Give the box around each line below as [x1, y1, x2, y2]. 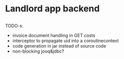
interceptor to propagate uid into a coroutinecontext [12, 38, 119, 44]
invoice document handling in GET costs [12, 32, 96, 38]
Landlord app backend [5, 3, 100, 14]
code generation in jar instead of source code [12, 43, 106, 49]
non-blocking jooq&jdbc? [12, 48, 64, 54]
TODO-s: [5, 23, 23, 29]
